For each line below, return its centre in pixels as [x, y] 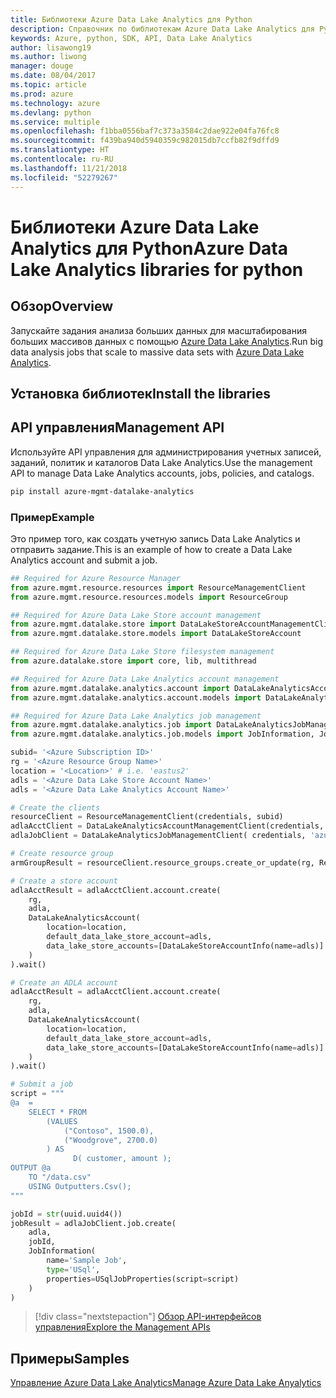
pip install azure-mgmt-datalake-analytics [102, 491]
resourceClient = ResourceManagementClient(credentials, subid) [147, 817]
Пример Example [52, 517]
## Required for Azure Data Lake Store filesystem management [142, 652]
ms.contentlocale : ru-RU [62, 159]
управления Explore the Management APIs [122, 1327]
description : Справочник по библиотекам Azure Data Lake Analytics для [162, 29]
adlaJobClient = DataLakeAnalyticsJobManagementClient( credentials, [158, 836]
